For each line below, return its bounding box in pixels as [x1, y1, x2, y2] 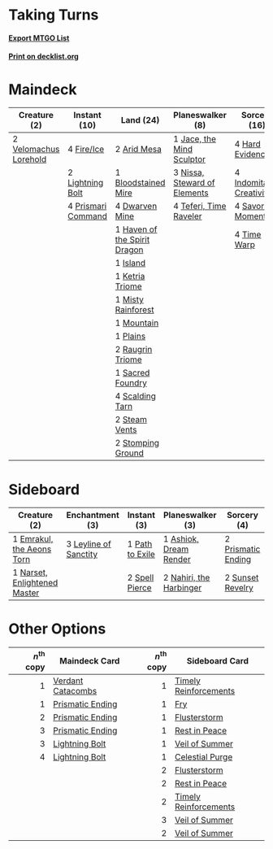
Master [12, 587, 40, 599]
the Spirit [115, 234, 150, 246]
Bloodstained [115, 177, 166, 189]
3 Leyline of [66, 538, 111, 550]
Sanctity [66, 549, 98, 560]
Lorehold [12, 154, 47, 165]
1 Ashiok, [162, 533, 199, 545]
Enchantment [66, 510, 119, 521]
